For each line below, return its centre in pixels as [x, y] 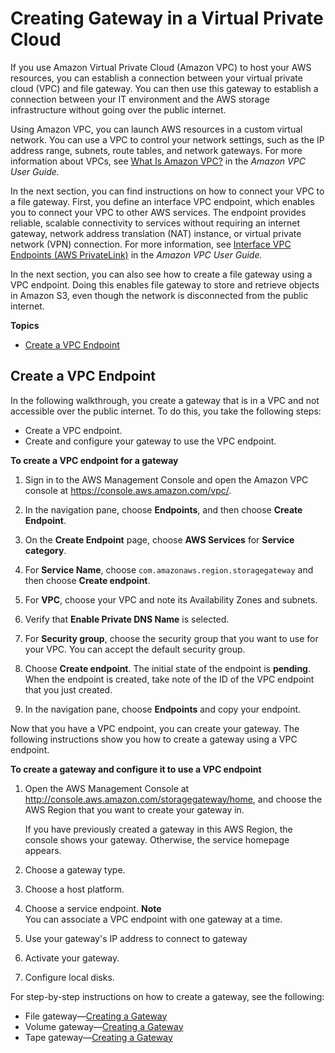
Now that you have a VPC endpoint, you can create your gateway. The [155, 728]
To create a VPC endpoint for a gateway [94, 460]
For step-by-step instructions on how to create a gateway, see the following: [167, 996]
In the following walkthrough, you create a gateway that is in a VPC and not [165, 400]
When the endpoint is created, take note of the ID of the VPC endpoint [169, 679]
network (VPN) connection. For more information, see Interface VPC [151, 244]
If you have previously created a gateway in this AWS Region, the [158, 829]
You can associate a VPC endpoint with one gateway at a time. [153, 919]
